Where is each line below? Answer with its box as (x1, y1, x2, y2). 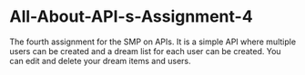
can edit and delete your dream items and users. (9, 55, 191, 66)
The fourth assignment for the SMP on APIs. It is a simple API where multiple (9, 36, 297, 47)
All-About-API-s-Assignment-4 (9, 6, 253, 27)
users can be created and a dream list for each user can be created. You (9, 45, 281, 56)
